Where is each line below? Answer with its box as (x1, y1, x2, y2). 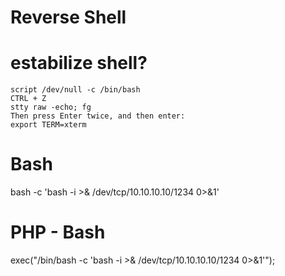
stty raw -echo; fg (10, 102, 92, 113)
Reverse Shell (10, 6, 127, 29)
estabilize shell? (10, 52, 148, 75)
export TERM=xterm (10, 120, 87, 130)
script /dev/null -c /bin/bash (10, 85, 141, 95)
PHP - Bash (10, 221, 106, 244)
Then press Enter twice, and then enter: (10, 111, 186, 121)
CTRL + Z (10, 94, 47, 104)
